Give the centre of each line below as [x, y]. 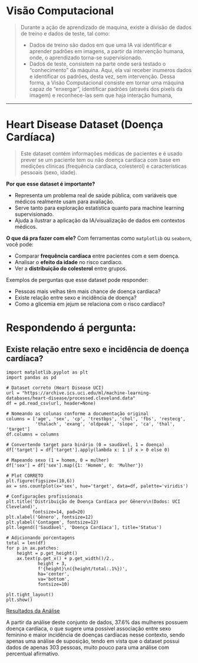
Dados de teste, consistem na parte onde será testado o [98, 64]
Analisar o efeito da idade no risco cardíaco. [69, 262]
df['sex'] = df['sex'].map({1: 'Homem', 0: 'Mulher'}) [75, 465]
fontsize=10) [53, 584]
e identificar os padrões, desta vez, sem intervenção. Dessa [102, 76]
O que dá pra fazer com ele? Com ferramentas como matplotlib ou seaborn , [99, 238]
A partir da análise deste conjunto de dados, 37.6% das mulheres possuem [97, 622]
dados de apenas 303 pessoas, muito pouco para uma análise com [88, 647]
